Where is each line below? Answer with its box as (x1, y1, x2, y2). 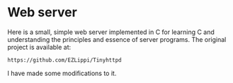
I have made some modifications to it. (7, 69, 117, 77)
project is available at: (7, 43, 72, 51)
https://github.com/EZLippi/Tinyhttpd (7, 56, 122, 64)
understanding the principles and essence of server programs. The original (7, 35, 227, 43)
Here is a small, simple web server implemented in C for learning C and (7, 28, 215, 36)
